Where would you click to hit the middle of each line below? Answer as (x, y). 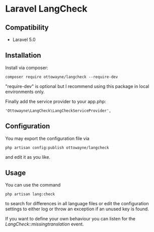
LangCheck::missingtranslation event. (45, 224)
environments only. (25, 91)
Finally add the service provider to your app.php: (56, 101)
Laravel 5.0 (24, 39)
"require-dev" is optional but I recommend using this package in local (77, 86)
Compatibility (27, 28)
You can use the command (33, 185)
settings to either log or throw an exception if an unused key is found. (77, 209)
